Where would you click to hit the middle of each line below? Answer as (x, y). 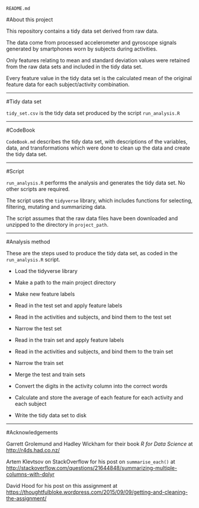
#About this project (30, 20)
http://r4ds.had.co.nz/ (33, 450)
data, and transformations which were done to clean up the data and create (98, 148)
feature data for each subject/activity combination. (68, 84)
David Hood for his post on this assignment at (62, 486)
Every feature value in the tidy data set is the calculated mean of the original (99, 78)
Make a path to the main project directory (65, 282)
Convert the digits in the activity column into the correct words (91, 386)
